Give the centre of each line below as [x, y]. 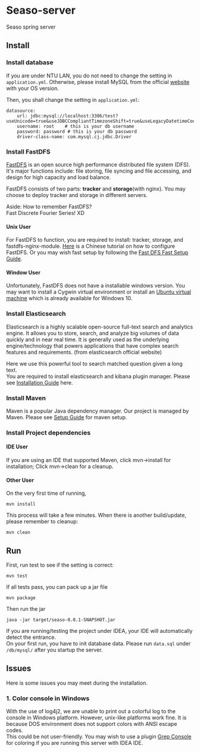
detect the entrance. [31, 637]
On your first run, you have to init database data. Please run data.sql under [99, 644]
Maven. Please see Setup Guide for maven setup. [67, 417]
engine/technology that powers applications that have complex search [93, 345]
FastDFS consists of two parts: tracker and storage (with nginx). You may [96, 189]
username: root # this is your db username [76, 126]
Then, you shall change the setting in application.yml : [73, 99]
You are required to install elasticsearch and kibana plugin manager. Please [98, 376]
